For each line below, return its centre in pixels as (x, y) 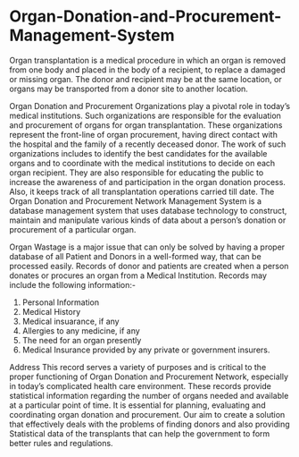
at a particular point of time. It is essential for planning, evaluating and (137, 405)
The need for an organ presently (82, 340)
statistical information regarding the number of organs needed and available (149, 395)
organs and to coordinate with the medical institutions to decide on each (142, 163)
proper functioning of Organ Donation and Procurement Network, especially (149, 377)
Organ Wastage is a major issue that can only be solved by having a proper (147, 247)
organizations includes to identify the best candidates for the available (138, 153)
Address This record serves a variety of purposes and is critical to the (138, 367)
